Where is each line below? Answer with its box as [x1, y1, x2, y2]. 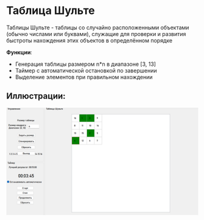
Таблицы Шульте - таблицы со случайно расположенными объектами [6, 24, 189, 31]
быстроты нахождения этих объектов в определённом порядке [6, 37, 172, 44]
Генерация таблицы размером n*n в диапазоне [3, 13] [15, 60, 157, 68]
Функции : [6, 48, 32, 55]
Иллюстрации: [6, 91, 66, 101]
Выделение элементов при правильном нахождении [15, 73, 153, 80]
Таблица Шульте [6, 4, 96, 18]
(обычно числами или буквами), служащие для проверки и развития [6, 30, 186, 37]
